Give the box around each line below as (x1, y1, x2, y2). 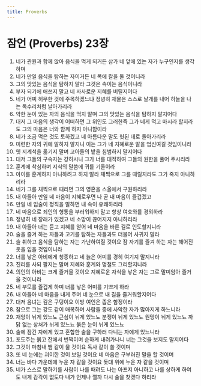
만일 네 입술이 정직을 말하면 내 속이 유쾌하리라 (15, 200, 123, 207)
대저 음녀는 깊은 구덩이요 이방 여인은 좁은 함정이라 (15, 298, 133, 305)
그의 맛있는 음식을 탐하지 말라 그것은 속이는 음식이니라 (15, 80, 143, 87)
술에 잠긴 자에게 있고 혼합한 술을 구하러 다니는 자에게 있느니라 (15, 328, 160, 335)
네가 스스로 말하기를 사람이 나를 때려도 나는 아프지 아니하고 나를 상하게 (15, 366, 181, 373)
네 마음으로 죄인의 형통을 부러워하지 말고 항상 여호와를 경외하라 (15, 208, 163, 215)
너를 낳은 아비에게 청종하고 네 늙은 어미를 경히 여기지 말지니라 (15, 253, 160, 260)
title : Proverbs (7, 8, 47, 15)
